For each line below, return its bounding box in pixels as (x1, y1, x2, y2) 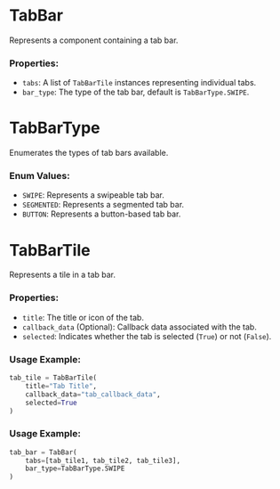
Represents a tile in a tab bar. (9, 269, 116, 281)
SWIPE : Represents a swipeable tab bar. (21, 190, 164, 200)
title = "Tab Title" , (25, 381, 98, 390)
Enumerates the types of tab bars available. (9, 148, 169, 159)
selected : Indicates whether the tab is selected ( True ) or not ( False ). (21, 330, 272, 341)
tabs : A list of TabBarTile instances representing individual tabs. (21, 77, 257, 88)
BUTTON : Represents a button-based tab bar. (21, 208, 181, 219)
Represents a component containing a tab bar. (9, 35, 179, 45)
